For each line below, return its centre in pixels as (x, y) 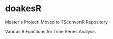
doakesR (23, 9)
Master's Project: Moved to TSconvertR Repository (56, 22)
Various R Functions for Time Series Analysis (50, 31)
